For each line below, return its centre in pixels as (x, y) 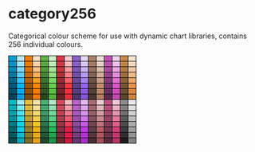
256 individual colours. (46, 44)
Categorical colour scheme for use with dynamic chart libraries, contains (127, 36)
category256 (53, 14)
